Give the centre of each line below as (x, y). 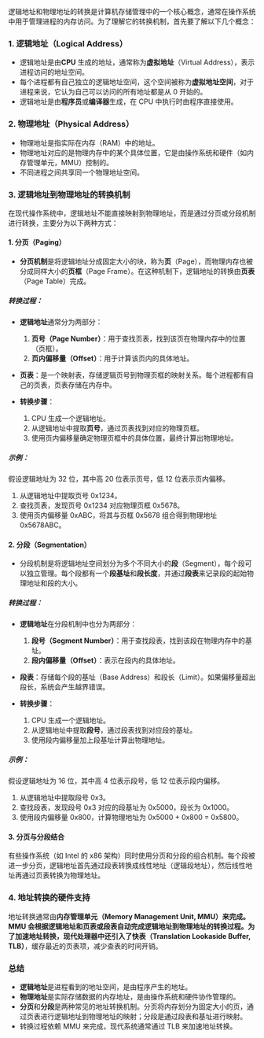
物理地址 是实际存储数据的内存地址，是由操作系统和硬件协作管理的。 (130, 996)
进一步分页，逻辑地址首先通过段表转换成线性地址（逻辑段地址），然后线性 (127, 866)
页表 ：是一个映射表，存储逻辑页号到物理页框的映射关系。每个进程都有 (133, 375)
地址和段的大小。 (54, 583)
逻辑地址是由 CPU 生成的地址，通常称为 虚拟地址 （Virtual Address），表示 (137, 62)
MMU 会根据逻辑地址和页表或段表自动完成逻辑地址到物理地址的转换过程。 (128, 926)
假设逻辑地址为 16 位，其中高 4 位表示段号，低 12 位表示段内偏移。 (116, 781)
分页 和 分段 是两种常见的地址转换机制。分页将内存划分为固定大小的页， (133, 1007)
